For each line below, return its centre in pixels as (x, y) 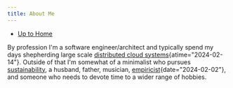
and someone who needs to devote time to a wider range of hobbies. (107, 77)
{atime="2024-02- (196, 54)
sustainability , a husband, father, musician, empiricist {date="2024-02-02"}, (117, 69)
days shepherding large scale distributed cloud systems (88, 54)
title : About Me (31, 14)
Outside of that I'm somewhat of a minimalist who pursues (107, 62)
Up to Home (35, 34)
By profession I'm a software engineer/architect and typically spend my (111, 47)
